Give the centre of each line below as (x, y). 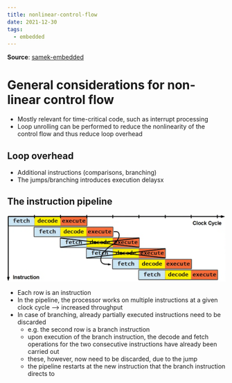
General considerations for (86, 85)
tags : (15, 29)
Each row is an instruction (54, 292)
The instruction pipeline (60, 202)
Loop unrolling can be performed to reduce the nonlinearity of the (111, 127)
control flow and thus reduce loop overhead (80, 134)
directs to (41, 373)
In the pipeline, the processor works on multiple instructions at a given (117, 300)
